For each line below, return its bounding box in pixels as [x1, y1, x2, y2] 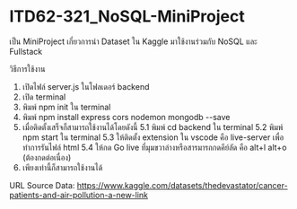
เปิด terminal [22, 91, 66, 102]
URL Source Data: [9, 179, 75, 190]
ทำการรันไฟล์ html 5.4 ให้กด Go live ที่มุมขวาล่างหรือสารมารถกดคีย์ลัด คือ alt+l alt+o [22, 142, 287, 152]
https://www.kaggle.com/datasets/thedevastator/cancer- [76, 179, 289, 190]
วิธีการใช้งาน [9, 63, 46, 74]
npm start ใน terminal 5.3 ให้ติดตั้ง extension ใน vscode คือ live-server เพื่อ [22, 132, 284, 143]
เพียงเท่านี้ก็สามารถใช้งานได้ [22, 161, 103, 172]
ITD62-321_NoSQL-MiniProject [9, 6, 245, 27]
